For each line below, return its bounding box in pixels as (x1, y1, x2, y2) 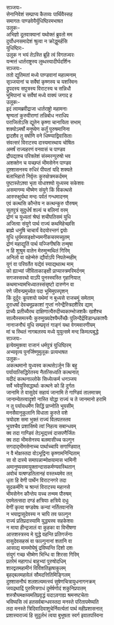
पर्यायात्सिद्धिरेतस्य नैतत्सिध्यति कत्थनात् (6, 369, 79, 376)
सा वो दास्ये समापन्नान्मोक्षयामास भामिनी (6, 456, 76, 463)
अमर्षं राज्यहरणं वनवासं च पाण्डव (6, 146, 66, 152)
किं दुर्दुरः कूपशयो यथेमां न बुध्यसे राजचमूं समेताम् (6, 294, 94, 301)
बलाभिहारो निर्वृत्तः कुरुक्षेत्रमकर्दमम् (6, 173, 67, 180)
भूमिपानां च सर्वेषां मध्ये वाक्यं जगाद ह (6, 92, 73, 98)
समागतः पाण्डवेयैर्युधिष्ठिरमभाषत (6, 17, 63, 25)
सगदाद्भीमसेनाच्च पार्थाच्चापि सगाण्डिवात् (6, 443, 81, 450)
